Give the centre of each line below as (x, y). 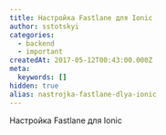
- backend (36, 43)
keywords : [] (42, 78)
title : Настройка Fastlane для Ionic (81, 18)
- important (41, 52)
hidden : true (34, 86)
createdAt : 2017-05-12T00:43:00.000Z (81, 60)
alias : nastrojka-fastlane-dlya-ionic (83, 94)
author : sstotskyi (44, 26)
